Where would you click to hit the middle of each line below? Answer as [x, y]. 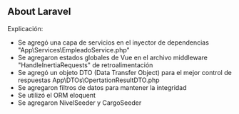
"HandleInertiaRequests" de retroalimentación [85, 65]
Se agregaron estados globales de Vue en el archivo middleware [113, 57]
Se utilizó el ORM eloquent [57, 95]
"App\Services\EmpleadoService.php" [73, 50]
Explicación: [25, 28]
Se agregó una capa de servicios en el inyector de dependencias [113, 42]
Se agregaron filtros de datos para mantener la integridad [102, 87]
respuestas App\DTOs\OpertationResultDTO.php [88, 80]
